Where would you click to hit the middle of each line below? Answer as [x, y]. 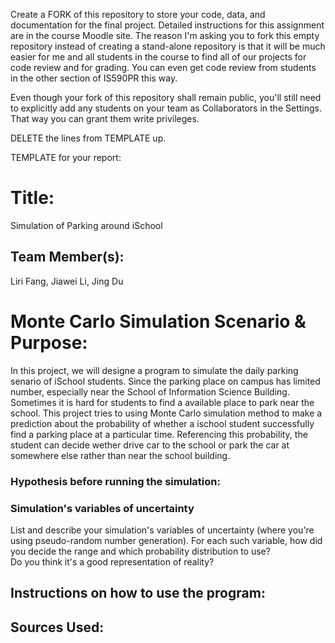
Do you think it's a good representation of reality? [112, 561]
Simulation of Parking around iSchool [86, 225]
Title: [32, 198]
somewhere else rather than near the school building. [120, 455]
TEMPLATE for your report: [66, 157]
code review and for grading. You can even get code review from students [163, 67]
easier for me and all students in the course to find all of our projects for [158, 57]
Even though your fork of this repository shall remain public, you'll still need [166, 97]
